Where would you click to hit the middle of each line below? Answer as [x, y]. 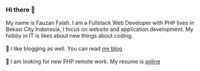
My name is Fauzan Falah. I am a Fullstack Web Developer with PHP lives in [100, 23]
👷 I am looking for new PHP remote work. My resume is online [83, 62]
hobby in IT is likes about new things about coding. [69, 36]
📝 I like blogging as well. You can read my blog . [65, 49]
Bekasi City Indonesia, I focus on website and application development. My [100, 29]
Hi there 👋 [21, 10]
